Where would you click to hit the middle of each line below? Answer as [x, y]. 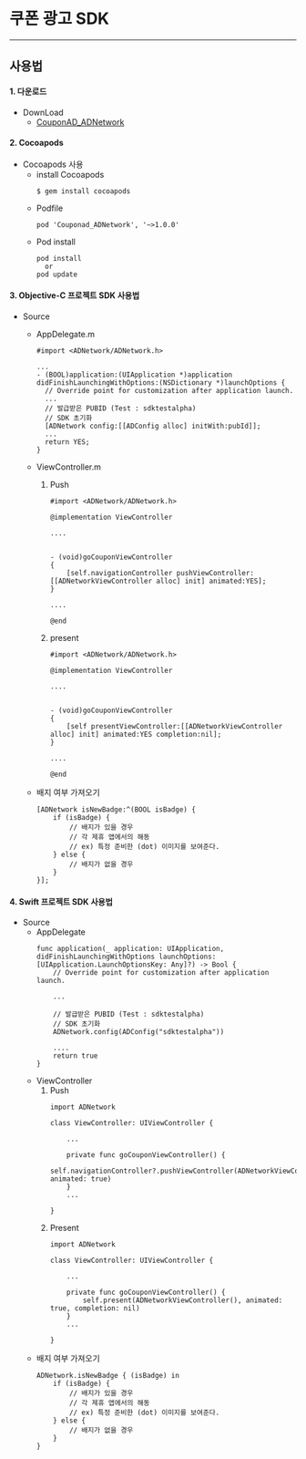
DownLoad [43, 112]
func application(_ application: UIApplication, [130, 949]
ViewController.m [69, 467]
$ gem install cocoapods [83, 191]
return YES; [67, 442]
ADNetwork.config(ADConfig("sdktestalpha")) [139, 1032]
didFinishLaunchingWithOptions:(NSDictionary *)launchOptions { [161, 383]
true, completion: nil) [95, 1309]
